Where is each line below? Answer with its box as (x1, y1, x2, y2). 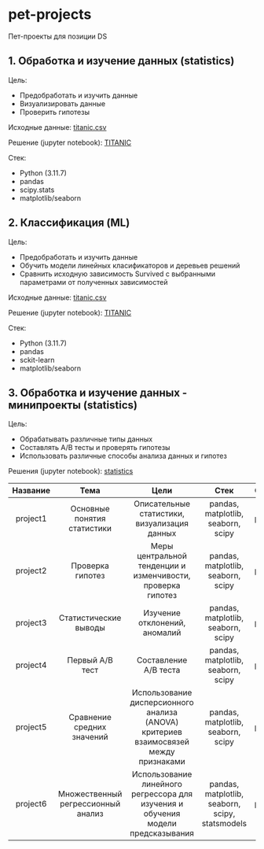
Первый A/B (67, 655, 114, 666)
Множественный (57, 788, 123, 799)
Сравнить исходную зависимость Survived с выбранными (19, 269, 216, 279)
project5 (15, 722, 47, 733)
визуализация (135, 518, 189, 529)
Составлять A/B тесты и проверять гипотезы (19, 443, 170, 452)
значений (71, 732, 108, 743)
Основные (70, 504, 110, 515)
